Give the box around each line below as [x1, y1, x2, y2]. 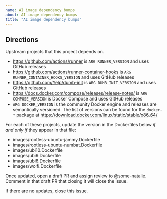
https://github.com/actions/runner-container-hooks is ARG [12, 69, 131, 75]
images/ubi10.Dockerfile [12, 147, 63, 153]
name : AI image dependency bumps [5, 7, 75, 13]
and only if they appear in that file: [5, 127, 76, 133]
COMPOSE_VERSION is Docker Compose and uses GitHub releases [12, 96, 143, 102]
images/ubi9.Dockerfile [12, 153, 61, 159]
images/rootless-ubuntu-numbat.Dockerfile [12, 142, 103, 148]
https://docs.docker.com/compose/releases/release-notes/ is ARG [12, 90, 148, 96]
